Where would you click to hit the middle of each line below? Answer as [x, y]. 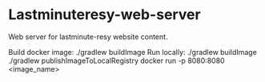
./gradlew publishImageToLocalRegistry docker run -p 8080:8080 [117, 61]
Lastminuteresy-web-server [105, 15]
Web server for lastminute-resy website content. [88, 37]
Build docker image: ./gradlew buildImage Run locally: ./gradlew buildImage [133, 52]
